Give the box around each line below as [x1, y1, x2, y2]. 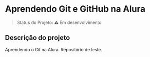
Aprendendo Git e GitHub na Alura [5, 3, 146, 15]
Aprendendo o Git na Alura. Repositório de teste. [5, 46, 102, 52]
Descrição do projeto [5, 34, 70, 42]
